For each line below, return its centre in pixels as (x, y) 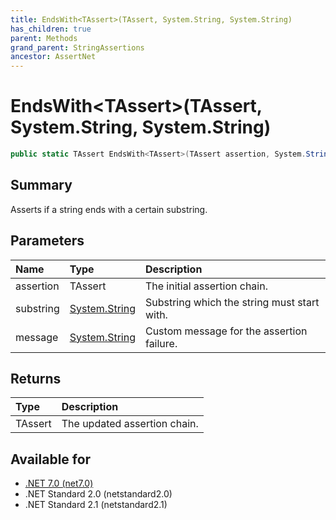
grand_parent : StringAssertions (77, 47)
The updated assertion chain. (130, 424)
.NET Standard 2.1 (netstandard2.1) (96, 505)
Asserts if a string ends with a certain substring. (109, 209)
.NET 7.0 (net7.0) (59, 483)
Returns (36, 378)
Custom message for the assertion (226, 331)
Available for (51, 459)
